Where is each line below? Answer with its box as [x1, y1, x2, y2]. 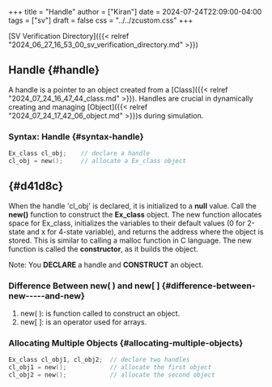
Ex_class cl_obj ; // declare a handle [8, 149, 151, 157]
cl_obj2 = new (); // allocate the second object [8, 371, 216, 380]
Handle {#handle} [8, 63, 100, 77]
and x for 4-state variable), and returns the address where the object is [27, 226, 264, 236]
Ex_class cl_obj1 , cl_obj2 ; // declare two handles [8, 356, 190, 364]
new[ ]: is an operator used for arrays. [19, 316, 147, 327]
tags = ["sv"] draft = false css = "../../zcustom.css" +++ [8, 15, 193, 25]
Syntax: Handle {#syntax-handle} [8, 131, 144, 142]
